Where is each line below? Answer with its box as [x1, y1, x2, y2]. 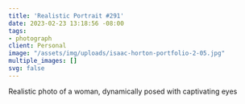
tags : [8, 27, 27, 35]
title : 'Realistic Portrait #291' [8, 11, 125, 20]
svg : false [8, 64, 45, 73]
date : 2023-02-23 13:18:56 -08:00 [8, 19, 125, 27]
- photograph [8, 34, 52, 43]
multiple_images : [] [8, 57, 78, 65]
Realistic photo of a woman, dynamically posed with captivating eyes [8, 86, 238, 96]
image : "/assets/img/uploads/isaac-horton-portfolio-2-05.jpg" [8, 49, 226, 57]
